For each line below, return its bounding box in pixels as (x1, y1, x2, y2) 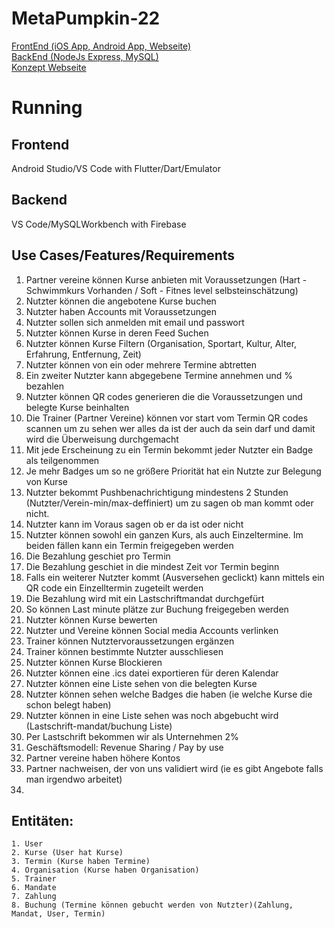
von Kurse (25, 475, 69, 487)
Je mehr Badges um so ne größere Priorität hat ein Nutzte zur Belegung (25, 465, 322, 477)
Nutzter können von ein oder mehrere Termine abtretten (25, 358, 258, 371)
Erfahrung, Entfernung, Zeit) (25, 348, 142, 360)
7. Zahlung (11, 892, 57, 902)
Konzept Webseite (11, 61, 87, 73)
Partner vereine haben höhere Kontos (25, 752, 181, 764)
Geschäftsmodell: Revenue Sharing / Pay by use (25, 741, 224, 753)
